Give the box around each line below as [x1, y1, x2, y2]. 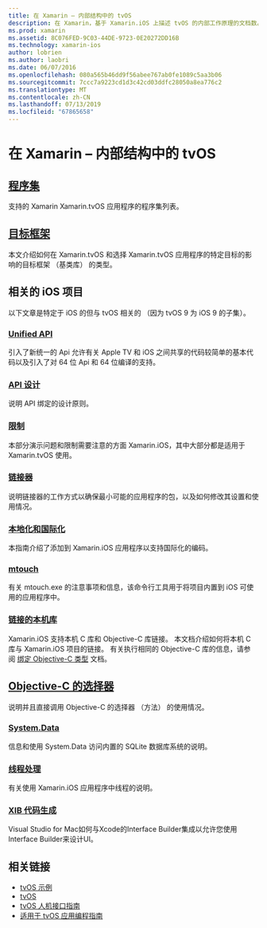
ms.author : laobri [8, 57, 69, 65]
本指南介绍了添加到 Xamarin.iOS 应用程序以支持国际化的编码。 [8, 543, 213, 553]
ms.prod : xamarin [8, 26, 66, 34]
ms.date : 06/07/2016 [8, 64, 77, 72]
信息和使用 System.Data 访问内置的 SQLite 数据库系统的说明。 [8, 742, 212, 751]
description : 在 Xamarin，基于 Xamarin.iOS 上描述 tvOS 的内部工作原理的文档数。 [8, 19, 264, 27]
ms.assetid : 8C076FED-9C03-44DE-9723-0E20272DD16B [8, 33, 180, 42]
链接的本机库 [8, 614, 58, 625]
